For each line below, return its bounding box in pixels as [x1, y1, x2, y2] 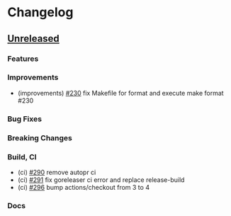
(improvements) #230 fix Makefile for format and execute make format [17, 89, 225, 97]
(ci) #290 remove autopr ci [17, 168, 96, 176]
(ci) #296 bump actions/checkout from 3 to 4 [17, 183, 150, 191]
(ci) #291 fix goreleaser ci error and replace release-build [17, 175, 185, 184]
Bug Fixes [7, 114, 43, 124]
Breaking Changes [7, 132, 73, 142]
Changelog [7, 4, 74, 21]
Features [7, 54, 39, 64]
